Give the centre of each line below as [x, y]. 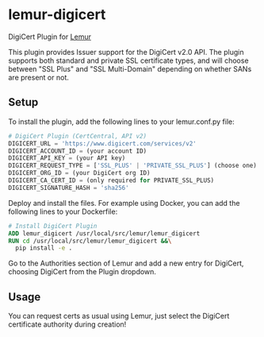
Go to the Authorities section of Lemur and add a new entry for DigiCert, [126, 263]
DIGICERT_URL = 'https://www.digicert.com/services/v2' [102, 143]
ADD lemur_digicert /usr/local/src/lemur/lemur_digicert [104, 233]
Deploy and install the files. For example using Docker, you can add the [124, 203]
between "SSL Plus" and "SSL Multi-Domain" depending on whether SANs [130, 68]
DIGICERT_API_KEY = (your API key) [67, 158]
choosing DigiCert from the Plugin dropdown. [82, 272]
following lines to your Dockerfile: [63, 211]
